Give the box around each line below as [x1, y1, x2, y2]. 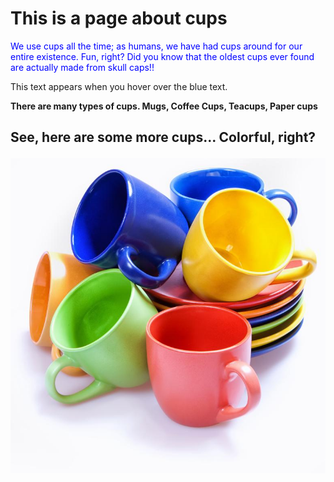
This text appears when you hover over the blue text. [10, 80, 228, 92]
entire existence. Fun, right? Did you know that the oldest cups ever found [10, 50, 315, 62]
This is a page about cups [10, 7, 228, 30]
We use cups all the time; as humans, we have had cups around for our [10, 40, 303, 52]
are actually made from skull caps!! [10, 61, 155, 73]
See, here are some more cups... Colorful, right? [10, 129, 317, 146]
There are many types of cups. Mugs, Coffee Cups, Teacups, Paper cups [10, 100, 318, 112]
